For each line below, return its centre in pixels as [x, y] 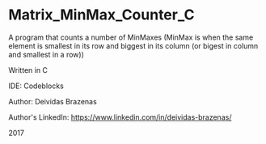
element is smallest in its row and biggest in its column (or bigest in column [133, 45]
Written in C [28, 70]
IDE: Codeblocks [36, 86]
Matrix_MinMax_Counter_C [101, 15]
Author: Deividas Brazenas [53, 101]
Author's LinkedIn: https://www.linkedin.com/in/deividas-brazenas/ [120, 117]
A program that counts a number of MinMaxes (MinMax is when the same [131, 37]
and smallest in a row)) [46, 54]
